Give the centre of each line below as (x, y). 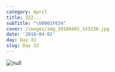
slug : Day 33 (23, 46)
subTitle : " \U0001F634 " (36, 23)
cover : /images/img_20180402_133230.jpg (58, 29)
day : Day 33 (21, 40)
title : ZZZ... (24, 18)
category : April (27, 12)
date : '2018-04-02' (31, 34)
